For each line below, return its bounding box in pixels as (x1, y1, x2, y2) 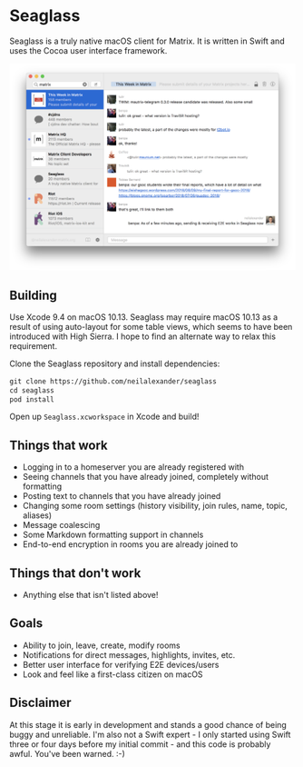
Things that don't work (9, 565, 142, 581)
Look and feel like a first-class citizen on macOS (22, 669, 203, 680)
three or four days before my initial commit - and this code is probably (9, 738, 271, 750)
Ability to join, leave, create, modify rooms (22, 640, 181, 651)
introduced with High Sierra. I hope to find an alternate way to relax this (9, 331, 277, 342)
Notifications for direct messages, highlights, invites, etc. (22, 649, 236, 660)
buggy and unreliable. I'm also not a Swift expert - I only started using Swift (9, 729, 291, 740)
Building (9, 288, 57, 304)
